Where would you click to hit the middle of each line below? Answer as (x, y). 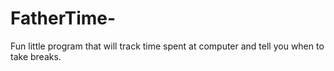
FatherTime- (63, 18)
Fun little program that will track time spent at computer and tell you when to (167, 46)
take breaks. (36, 56)
